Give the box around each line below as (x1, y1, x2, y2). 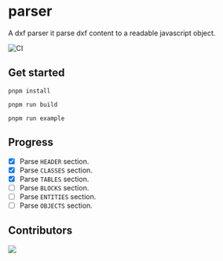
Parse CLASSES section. (19, 165, 93, 175)
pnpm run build (8, 100, 58, 108)
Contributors (8, 224, 73, 237)
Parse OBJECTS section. (19, 201, 93, 210)
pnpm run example (8, 114, 65, 122)
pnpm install (8, 87, 51, 95)
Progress (8, 136, 53, 149)
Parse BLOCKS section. (19, 183, 90, 192)
